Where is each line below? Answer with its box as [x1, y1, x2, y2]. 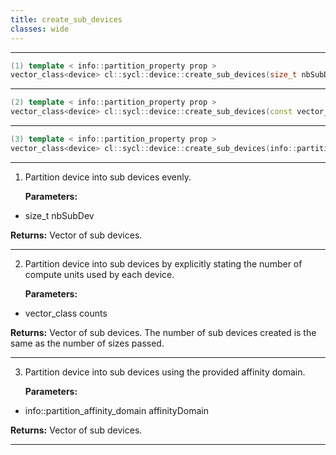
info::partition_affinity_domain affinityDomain [24, 404, 209, 416]
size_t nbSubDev [24, 209, 95, 221]
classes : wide [10, 24, 70, 34]
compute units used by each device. [24, 268, 175, 280]
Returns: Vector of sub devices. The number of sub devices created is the [10, 326, 317, 338]
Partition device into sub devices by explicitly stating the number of [24, 257, 303, 270]
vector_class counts [24, 307, 108, 319]
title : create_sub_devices [10, 14, 123, 25]
